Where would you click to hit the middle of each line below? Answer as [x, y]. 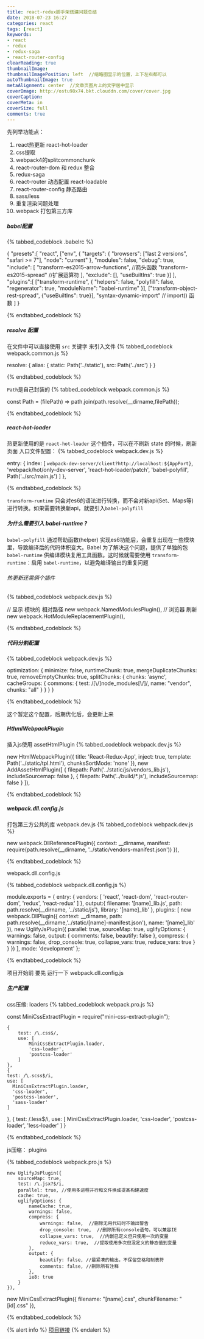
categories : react [30, 23]
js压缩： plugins [27, 1150]
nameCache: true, [51, 1206]
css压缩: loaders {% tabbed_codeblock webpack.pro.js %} [81, 1005]
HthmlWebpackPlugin [35, 729]
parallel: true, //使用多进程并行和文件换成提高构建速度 [83, 1190]
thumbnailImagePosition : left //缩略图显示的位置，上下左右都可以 [87, 74]
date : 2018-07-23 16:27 [37, 18]
